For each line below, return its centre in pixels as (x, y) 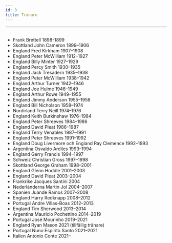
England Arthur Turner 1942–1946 (48, 83)
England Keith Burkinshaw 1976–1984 (52, 116)
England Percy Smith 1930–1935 (47, 67)
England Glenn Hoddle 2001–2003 (49, 170)
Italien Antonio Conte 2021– (42, 236)
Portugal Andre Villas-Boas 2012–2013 (53, 203)
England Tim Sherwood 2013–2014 (49, 209)
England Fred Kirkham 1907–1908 (48, 50)
